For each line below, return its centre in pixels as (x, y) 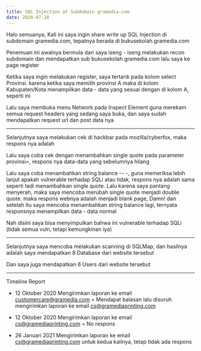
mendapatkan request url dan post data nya (60, 120)
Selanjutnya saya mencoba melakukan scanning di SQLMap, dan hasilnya (97, 246)
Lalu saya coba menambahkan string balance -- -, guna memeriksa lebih (96, 173)
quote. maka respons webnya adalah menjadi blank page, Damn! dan (91, 199)
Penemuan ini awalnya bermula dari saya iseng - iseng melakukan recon (95, 52)
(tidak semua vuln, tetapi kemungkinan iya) (59, 229)
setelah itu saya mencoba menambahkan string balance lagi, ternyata (92, 205)
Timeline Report (26, 281)
